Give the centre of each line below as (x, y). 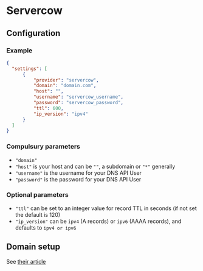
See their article (26, 261)
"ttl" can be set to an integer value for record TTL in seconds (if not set (106, 208)
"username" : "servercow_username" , (78, 97)
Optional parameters (37, 195)
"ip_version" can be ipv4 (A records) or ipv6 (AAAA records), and (98, 221)
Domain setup (33, 247)
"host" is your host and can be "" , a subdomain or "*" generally (95, 166)
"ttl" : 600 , (48, 108)
